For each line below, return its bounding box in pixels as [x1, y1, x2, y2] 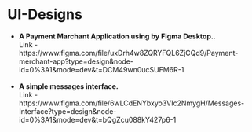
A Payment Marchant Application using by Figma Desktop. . [18, 31, 216, 41]
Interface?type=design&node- [18, 106, 117, 115]
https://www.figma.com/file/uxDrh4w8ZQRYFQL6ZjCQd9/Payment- [18, 48, 239, 57]
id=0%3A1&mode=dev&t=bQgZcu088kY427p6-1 [18, 115, 177, 124]
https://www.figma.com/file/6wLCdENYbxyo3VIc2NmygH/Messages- [18, 98, 245, 108]
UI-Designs [7, 5, 83, 24]
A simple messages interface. [18, 81, 119, 91]
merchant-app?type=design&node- [18, 57, 134, 66]
